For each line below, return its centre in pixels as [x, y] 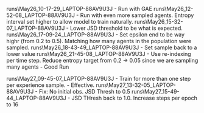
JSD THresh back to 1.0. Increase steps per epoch [135, 98]
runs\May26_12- [173, 9]
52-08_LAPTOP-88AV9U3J [40, 15]
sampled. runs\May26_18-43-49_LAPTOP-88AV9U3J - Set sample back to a [102, 47]
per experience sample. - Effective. [51, 85]
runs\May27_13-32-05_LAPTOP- [136, 85]
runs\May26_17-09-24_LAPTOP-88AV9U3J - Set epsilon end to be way [95, 35]
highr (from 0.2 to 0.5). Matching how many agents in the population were [99, 41]
